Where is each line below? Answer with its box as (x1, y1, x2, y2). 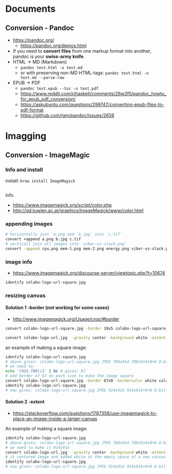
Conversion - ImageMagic (5, 151, 90, 159)
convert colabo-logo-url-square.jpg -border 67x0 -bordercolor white (5, 378, 157, 383)
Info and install (5, 166, 43, 173)
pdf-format (20, 107, 44, 113)
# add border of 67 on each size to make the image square (5, 374, 134, 379)
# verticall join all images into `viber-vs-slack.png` (5, 241, 127, 246)
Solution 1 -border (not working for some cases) (5, 304, 110, 311)
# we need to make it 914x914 (5, 445, 70, 450)
